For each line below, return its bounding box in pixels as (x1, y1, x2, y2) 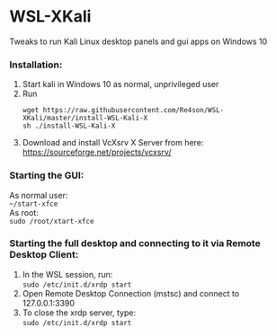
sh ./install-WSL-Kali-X (22, 121, 116, 131)
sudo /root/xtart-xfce (9, 217, 94, 225)
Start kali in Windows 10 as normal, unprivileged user (22, 79, 219, 90)
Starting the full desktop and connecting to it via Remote (9, 237, 261, 250)
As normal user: (9, 190, 68, 200)
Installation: (9, 58, 63, 71)
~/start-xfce (9, 199, 58, 208)
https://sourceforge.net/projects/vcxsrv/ (22, 146, 172, 158)
